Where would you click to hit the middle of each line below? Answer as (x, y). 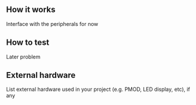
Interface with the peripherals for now (52, 24)
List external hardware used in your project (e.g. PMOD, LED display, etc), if (98, 89)
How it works (31, 10)
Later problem (23, 57)
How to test (28, 43)
